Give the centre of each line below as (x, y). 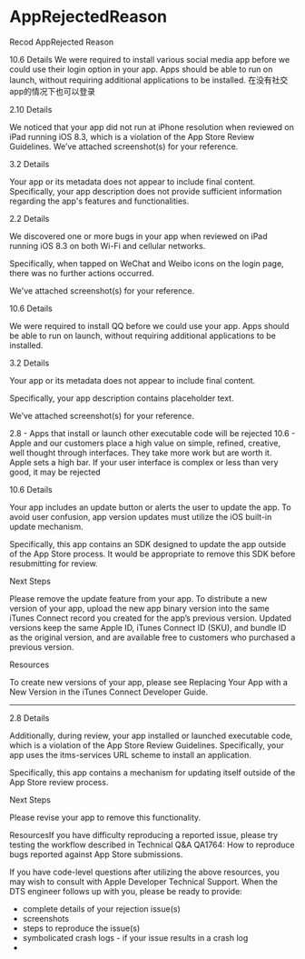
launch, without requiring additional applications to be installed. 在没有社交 (149, 80)
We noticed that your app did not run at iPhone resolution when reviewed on (152, 127)
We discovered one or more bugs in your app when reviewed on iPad (138, 236)
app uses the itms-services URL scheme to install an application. (130, 754)
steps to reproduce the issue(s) (81, 928)
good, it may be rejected (55, 472)
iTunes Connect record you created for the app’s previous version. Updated (151, 618)
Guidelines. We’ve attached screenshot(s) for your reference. (124, 146)
